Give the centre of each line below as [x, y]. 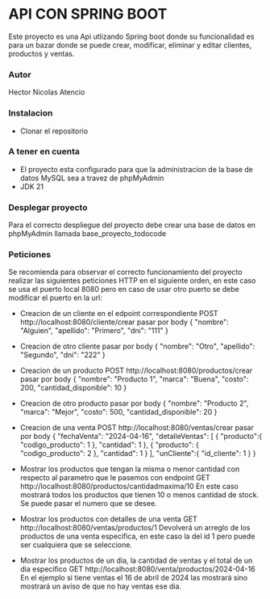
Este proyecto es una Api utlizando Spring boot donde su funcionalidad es [131, 36]
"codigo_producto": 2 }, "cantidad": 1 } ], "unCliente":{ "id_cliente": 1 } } [138, 453]
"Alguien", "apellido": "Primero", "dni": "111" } [94, 331]
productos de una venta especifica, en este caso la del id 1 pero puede [137, 536]
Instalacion [31, 113]
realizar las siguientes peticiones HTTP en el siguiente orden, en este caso [132, 281]
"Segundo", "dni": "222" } [63, 355]
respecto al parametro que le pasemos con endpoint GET [115, 478]
